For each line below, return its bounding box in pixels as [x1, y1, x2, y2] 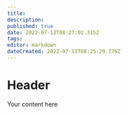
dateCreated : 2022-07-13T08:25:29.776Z [7, 48, 121, 55]
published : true [7, 23, 53, 29]
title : [7, 10, 26, 17]
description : [7, 16, 44, 23]
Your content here [7, 100, 58, 108]
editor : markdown [7, 42, 57, 48]
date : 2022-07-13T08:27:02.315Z [7, 29, 99, 36]
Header [7, 78, 50, 93]
